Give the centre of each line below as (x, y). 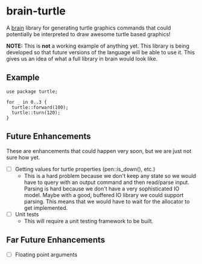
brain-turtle (36, 11)
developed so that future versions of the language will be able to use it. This (100, 52)
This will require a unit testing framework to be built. (89, 221)
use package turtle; (32, 92)
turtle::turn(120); (36, 113)
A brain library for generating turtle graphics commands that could (89, 28)
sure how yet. (23, 157)
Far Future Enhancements (56, 240)
